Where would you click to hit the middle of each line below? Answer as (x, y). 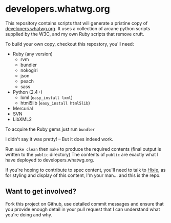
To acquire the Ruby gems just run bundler (50, 129)
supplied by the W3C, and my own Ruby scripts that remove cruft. (75, 34)
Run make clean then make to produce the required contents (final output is (83, 149)
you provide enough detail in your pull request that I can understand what (83, 209)
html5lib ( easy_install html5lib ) (55, 103)
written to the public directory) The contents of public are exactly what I (82, 154)
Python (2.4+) (27, 92)
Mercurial (23, 108)
